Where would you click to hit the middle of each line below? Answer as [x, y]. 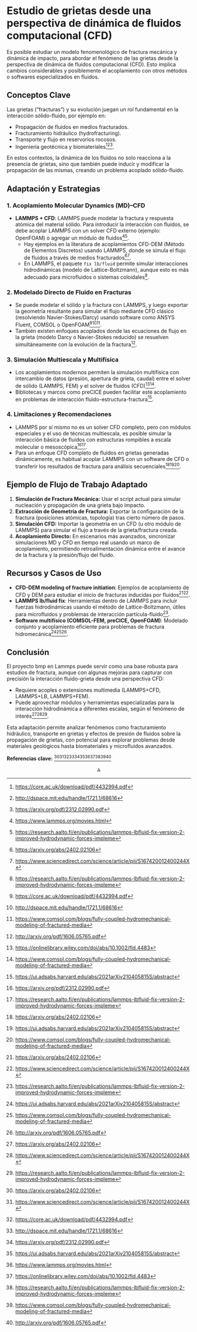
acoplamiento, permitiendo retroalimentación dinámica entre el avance [100, 548]
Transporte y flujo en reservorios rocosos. [66, 139]
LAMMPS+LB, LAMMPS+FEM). [52, 696]
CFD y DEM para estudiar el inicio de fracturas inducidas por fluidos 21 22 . [103, 594]
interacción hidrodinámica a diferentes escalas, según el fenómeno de [100, 709]
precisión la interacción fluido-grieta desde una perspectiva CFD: [85, 679]
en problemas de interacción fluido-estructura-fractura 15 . [84, 398]
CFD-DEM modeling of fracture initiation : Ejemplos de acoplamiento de [102, 588]
